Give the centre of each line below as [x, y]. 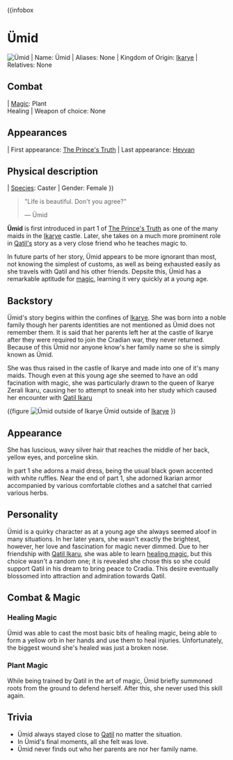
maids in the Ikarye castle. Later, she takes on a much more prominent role [114, 236]
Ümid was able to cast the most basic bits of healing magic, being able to [112, 633]
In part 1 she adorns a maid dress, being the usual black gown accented [110, 470]
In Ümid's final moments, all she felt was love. [83, 741]
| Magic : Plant [27, 103]
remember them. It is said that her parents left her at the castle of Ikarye [110, 333]
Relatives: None [30, 65]
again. [16, 695]
